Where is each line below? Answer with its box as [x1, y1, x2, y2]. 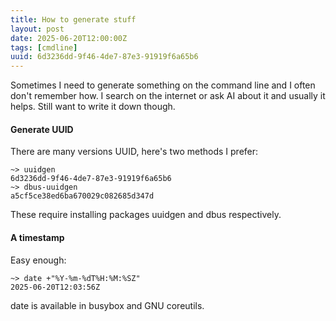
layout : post [10, 24, 65, 34]
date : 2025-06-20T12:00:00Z [10, 33, 128, 43]
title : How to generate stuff [10, 14, 137, 25]
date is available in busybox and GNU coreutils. [10, 299, 205, 311]
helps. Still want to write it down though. [10, 101, 176, 113]
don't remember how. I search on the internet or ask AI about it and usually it [10, 90, 326, 102]
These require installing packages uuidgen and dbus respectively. [10, 209, 282, 221]
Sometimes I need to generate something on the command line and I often [10, 79, 316, 91]
